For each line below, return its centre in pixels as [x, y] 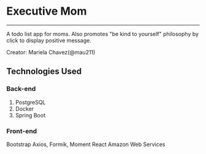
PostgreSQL [30, 102]
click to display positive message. [49, 40]
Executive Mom [47, 11]
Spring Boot [30, 115]
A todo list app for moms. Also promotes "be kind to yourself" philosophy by [103, 34]
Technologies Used [44, 71]
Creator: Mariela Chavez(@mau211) [51, 52]
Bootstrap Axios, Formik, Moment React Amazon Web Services [86, 144]
